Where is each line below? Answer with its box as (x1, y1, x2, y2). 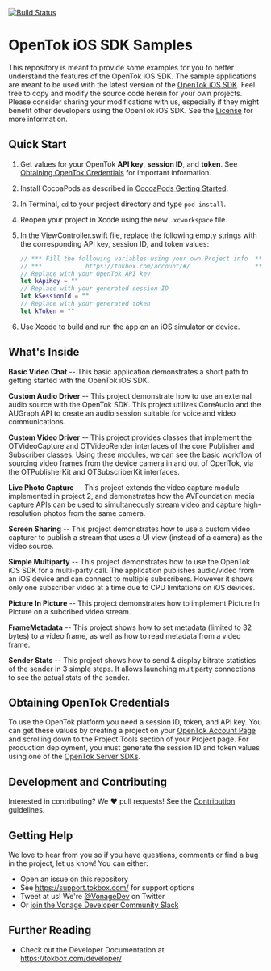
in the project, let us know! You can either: (8, 859, 148, 868)
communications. (8, 416, 66, 426)
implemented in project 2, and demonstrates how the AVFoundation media (8, 491, 256, 500)
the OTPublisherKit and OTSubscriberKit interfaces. (8, 467, 180, 476)
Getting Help (8, 829, 73, 842)
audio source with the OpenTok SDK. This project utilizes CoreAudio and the (8, 399, 261, 409)
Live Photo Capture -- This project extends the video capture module (8, 482, 240, 492)
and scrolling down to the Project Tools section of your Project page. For (8, 734, 249, 744)
